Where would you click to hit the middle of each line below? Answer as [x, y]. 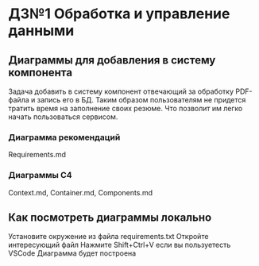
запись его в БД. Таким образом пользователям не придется [141, 100]
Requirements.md [37, 155]
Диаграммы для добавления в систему [112, 60]
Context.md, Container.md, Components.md [81, 192]
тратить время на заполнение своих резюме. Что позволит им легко [126, 108]
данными [41, 31]
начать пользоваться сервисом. [63, 117]
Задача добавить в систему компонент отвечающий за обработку [121, 91]
